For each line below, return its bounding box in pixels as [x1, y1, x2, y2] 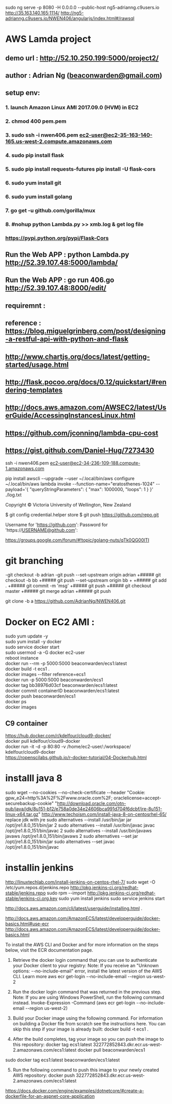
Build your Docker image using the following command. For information [12, 1015, 163, 1021]
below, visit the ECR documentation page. [5, 947, 94, 953]
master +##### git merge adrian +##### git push [5, 588, 111, 594]
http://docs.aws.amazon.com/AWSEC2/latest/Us [5, 403, 166, 412]
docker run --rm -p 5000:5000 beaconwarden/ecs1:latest [5, 660, 127, 667]
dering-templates [5, 385, 63, 395]
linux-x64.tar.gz [5, 811, 38, 817]
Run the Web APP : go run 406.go [5, 276, 114, 285]
